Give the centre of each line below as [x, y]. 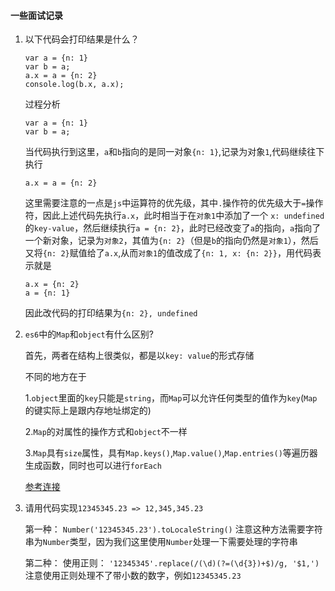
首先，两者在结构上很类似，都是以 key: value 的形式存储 [139, 356]
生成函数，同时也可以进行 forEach [93, 466]
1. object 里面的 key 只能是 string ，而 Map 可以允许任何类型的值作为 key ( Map [171, 398]
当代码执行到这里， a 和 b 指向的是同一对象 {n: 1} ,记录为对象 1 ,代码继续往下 [174, 152]
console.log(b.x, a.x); [74, 85]
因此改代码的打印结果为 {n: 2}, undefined [111, 313]
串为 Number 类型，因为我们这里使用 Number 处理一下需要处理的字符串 [161, 542]
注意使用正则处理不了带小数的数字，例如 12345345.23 [133, 576]
